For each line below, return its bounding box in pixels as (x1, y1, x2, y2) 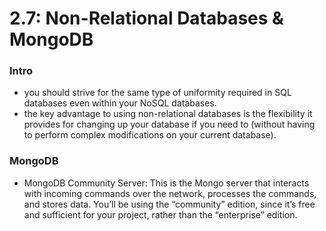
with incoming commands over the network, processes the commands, (23, 187, 317, 199)
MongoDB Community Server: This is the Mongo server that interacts (23, 177, 310, 189)
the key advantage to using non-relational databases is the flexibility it (23, 108, 313, 120)
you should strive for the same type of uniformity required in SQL (23, 87, 292, 99)
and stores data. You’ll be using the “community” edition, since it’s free (23, 198, 316, 210)
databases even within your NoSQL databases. (23, 97, 217, 109)
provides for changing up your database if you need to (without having (23, 118, 316, 131)
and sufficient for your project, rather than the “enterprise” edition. (23, 208, 298, 221)
